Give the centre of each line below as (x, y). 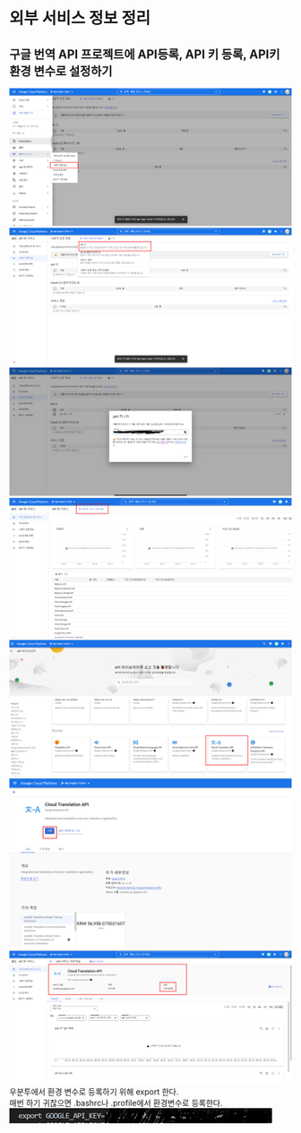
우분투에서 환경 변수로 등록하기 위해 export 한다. (94, 1091)
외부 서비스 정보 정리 (80, 18)
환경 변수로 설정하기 (61, 71)
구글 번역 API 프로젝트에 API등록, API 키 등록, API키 (145, 54)
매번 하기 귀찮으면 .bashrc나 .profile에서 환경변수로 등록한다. (116, 1103)
